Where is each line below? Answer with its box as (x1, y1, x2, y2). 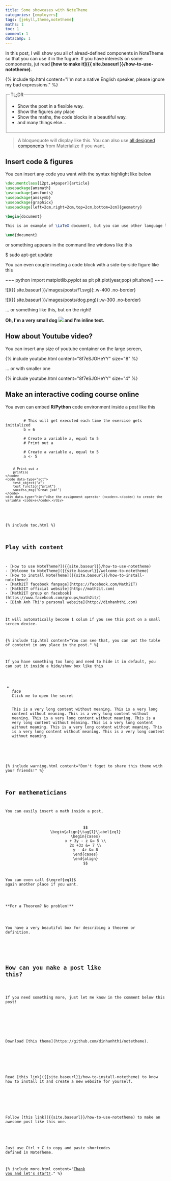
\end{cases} (73, 852, 98, 857)
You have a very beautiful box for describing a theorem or (5, 925, 136, 930)
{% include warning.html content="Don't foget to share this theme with (5, 764, 163, 769)
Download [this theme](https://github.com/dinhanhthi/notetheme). (5, 1039, 149, 1044)
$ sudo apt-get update (5, 252, 52, 258)
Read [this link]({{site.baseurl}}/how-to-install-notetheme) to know (5, 1075, 158, 1080)
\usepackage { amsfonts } (5, 190, 53, 196)
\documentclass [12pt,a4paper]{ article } (5, 181, 90, 186)
